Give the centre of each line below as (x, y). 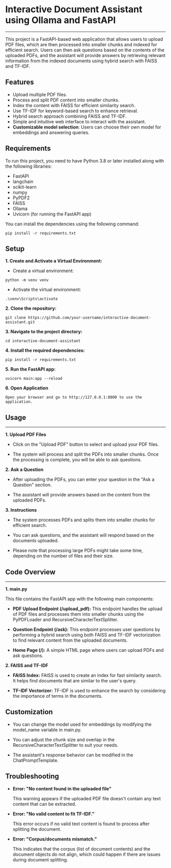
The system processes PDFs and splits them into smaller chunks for (84, 520)
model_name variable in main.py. (47, 729)
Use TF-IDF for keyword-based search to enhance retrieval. (75, 111)
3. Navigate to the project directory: (44, 332)
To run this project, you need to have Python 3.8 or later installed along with (85, 161)
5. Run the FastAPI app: (31, 369)
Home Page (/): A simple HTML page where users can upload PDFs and (88, 650)
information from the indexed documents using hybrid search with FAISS (81, 61)
